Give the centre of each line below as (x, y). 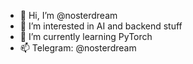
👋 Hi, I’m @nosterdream (68, 15)
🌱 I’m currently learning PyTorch (86, 36)
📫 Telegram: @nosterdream (78, 48)
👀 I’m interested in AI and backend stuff (101, 26)
